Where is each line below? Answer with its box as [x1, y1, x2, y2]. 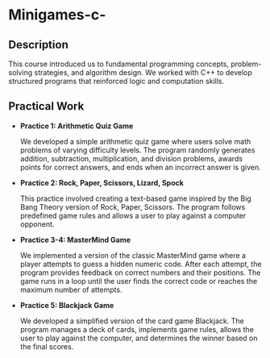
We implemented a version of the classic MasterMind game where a [19, 250, 247, 260]
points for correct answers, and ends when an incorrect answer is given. [19, 162, 261, 172]
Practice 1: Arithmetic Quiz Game [19, 121, 134, 131]
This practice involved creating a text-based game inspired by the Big [19, 194, 251, 203]
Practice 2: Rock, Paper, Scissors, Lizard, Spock [19, 177, 184, 187]
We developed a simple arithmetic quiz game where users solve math [19, 136, 251, 146]
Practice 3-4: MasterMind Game [19, 235, 131, 244]
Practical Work [8, 99, 85, 114]
